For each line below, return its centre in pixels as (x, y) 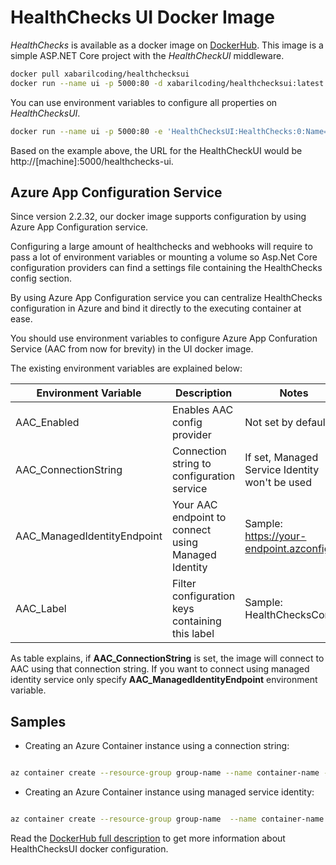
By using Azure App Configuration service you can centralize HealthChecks (166, 298)
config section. (41, 278)
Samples (38, 721)
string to (191, 464)
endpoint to (199, 518)
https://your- (275, 536)
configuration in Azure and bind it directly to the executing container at (156, 308)
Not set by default (287, 423)
